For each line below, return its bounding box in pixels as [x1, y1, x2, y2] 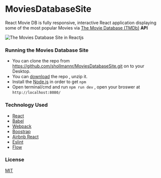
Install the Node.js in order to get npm [12, 79, 87, 85]
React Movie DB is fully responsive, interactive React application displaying [5, 20, 157, 26]
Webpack [12, 123, 32, 129]
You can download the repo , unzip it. [12, 74, 88, 80]
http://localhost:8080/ [12, 90, 61, 95]
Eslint [12, 139, 23, 145]
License [5, 156, 24, 163]
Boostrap [12, 128, 31, 134]
